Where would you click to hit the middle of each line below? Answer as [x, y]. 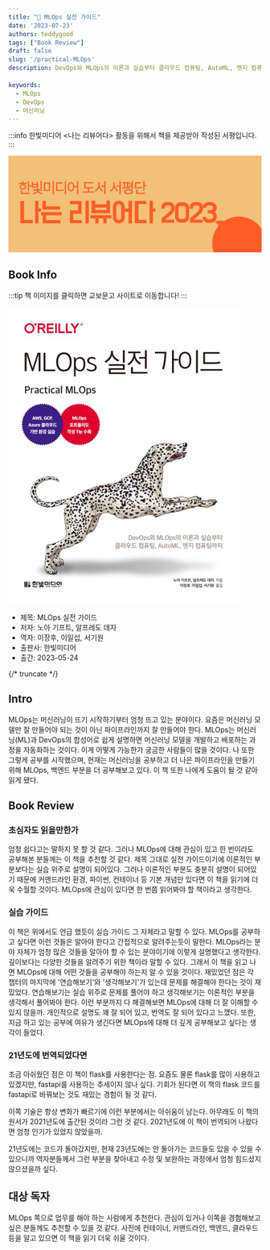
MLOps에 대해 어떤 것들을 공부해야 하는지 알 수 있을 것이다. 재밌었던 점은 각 [135, 972]
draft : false [30, 51]
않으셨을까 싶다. [33, 1169]
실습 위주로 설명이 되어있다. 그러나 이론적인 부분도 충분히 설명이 [135, 870]
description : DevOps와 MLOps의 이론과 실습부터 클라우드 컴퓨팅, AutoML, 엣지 [128, 69]
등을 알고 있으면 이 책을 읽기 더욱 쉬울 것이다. [79, 1238]
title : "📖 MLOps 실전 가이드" [55, 17]
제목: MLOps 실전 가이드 [59, 617]
